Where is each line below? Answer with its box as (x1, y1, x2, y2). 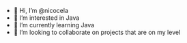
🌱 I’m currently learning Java (13, 21, 95, 29)
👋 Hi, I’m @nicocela (13, 7, 68, 14)
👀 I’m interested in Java (13, 14, 80, 22)
